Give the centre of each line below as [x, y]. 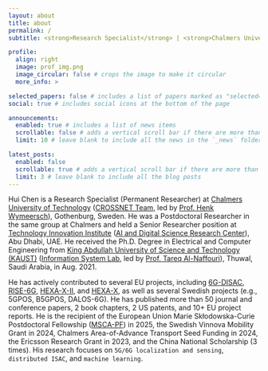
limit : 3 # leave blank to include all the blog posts [108, 177]
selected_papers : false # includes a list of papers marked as [116, 96]
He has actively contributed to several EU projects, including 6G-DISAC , [126, 283]
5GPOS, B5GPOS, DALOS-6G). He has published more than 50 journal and [130, 299]
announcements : [33, 118]
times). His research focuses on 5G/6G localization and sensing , [116, 350]
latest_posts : [32, 154]
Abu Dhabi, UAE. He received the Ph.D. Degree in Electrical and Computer [130, 242]
